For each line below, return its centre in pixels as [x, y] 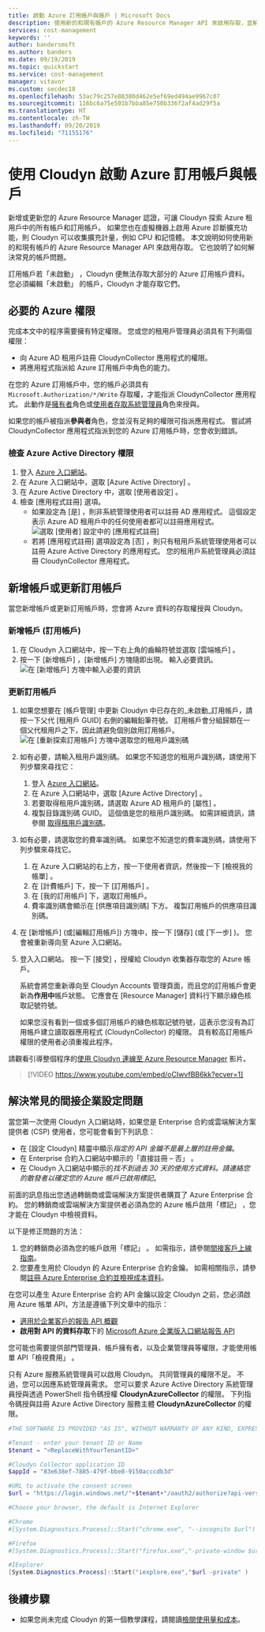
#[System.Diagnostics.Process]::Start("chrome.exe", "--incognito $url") [132, 1529]
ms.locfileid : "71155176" [50, 133]
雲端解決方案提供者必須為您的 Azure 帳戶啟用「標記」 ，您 [160, 1204]
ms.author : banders [40, 52]
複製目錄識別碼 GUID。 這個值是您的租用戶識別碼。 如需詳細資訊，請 [143, 813]
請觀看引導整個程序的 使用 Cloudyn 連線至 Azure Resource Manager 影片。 [129, 1059]
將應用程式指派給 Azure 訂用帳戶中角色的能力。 [97, 368]
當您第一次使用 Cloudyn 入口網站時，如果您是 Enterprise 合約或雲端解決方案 [132, 1121]
